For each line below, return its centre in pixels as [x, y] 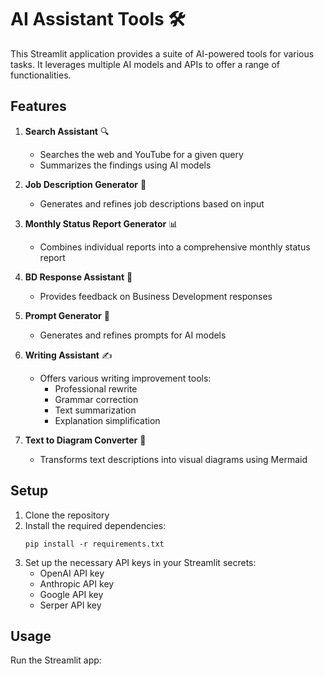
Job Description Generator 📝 [85, 184]
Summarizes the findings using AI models [125, 165]
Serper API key [70, 605]
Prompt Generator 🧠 [67, 315]
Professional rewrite [96, 388]
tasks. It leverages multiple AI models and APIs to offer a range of [145, 64]
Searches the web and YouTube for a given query [141, 154]
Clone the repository [67, 515]
